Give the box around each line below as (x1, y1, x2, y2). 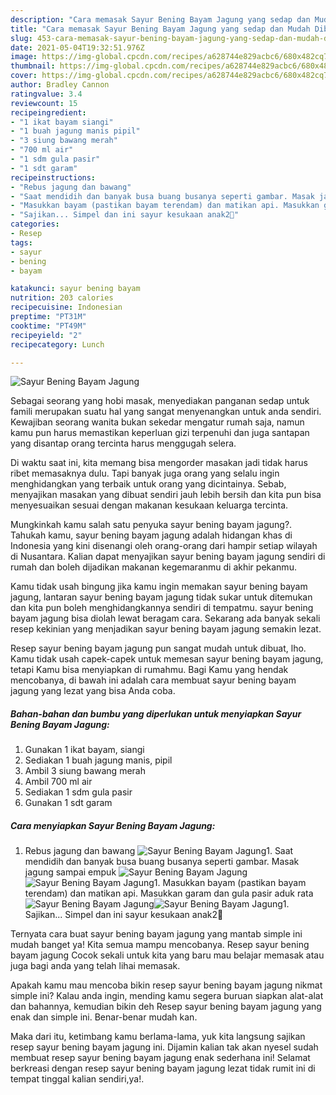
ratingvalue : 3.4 (10, 89, 83, 99)
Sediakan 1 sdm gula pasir (24, 786, 133, 798)
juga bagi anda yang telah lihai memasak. (10, 960, 181, 972)
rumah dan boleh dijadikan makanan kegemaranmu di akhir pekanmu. (10, 561, 297, 573)
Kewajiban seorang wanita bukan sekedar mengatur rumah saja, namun (10, 416, 305, 428)
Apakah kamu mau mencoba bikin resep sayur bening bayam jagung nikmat (10, 979, 323, 991)
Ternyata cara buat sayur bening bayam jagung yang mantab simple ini (10, 928, 303, 940)
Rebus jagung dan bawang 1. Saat (24, 845, 294, 857)
